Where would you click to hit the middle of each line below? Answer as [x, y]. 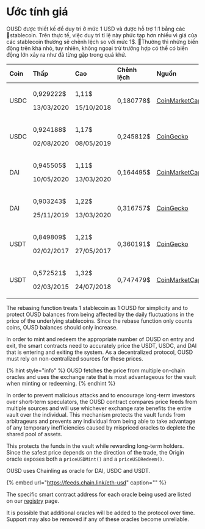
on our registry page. [33, 501]
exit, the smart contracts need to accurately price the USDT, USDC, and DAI [102, 345]
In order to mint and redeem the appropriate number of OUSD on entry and [100, 339]
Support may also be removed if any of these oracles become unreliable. [98, 519]
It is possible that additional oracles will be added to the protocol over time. [101, 513]
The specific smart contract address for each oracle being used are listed [99, 494]
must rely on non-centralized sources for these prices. [75, 358]
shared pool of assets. [34, 434]
